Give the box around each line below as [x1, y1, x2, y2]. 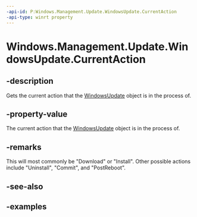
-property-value [6, 109, 68, 119]
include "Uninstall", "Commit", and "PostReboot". [6, 164, 126, 171]
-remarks [6, 142, 42, 152]
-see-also [6, 181, 43, 191]
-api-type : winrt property [6, 14, 73, 20]
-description [6, 76, 54, 86]
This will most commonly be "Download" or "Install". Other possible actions [6, 158, 191, 165]
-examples [6, 202, 47, 212]
